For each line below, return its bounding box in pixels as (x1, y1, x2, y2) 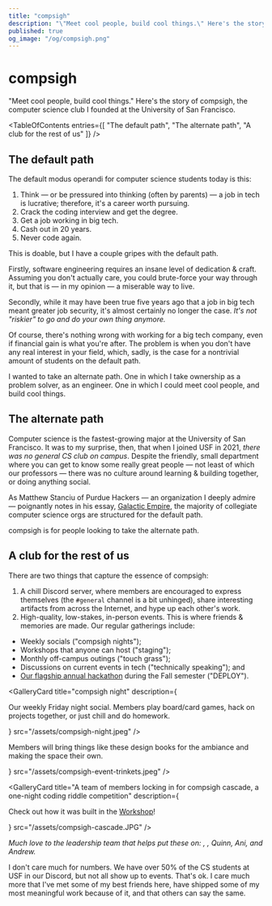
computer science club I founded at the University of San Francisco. (8, 105, 236, 114)
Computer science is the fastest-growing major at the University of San (8, 434, 246, 443)
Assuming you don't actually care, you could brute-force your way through (8, 273, 257, 282)
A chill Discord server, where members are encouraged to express (19, 586, 242, 596)
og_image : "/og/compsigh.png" (8, 34, 111, 43)
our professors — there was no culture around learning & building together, (8, 468, 259, 478)
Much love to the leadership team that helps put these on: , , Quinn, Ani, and (8, 838, 263, 848)
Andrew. (8, 846, 36, 856)
